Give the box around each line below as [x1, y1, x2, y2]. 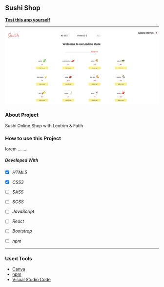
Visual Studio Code [12, 276, 51, 282]
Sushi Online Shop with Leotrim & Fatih [5, 123, 83, 128]
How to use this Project [5, 135, 61, 142]
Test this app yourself [5, 17, 50, 22]
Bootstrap [12, 228, 33, 234]
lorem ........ [5, 146, 28, 152]
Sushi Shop [5, 4, 41, 12]
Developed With [5, 157, 39, 163]
